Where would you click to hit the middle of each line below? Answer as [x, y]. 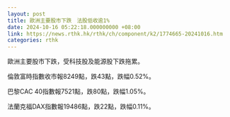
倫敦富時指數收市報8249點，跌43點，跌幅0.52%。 [81, 77]
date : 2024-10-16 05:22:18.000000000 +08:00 [74, 27]
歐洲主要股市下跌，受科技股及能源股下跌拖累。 [75, 62]
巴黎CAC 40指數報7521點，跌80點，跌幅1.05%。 [79, 91]
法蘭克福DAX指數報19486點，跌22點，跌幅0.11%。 [81, 106]
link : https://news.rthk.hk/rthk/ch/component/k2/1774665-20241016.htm [115, 34]
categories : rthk [33, 40]
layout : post [27, 14]
